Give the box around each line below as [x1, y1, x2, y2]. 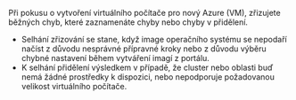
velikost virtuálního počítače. [21, 81, 127, 91]
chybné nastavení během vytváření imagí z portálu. [21, 53, 210, 63]
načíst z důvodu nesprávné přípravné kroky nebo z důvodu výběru [21, 43, 267, 54]
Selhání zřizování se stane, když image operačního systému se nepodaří [21, 35, 287, 44]
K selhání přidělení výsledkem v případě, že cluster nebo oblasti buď [21, 62, 274, 73]
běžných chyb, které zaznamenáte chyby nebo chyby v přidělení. [8, 17, 249, 27]
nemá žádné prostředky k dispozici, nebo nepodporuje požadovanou [21, 72, 275, 82]
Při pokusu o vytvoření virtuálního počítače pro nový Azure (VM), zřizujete [8, 8, 282, 18]
